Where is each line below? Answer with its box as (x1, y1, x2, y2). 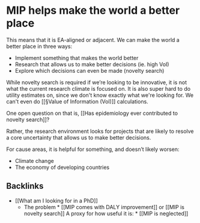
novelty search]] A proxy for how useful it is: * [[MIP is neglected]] (23, 210, 189, 217)
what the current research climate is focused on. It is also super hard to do (6, 85, 191, 92)
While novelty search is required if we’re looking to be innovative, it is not (6, 79, 187, 86)
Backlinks (6, 181, 44, 191)
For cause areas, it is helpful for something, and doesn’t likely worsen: (6, 145, 180, 153)
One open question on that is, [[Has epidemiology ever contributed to (6, 109, 178, 117)
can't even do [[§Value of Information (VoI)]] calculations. (6, 97, 148, 105)
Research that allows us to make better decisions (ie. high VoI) (14, 61, 169, 68)
